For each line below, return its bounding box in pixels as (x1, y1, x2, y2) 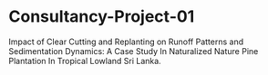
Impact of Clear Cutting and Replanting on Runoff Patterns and (8, 36, 244, 47)
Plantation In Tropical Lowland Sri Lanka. (8, 55, 161, 66)
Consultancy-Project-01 (8, 6, 195, 27)
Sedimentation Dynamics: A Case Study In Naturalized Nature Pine (8, 45, 259, 56)
